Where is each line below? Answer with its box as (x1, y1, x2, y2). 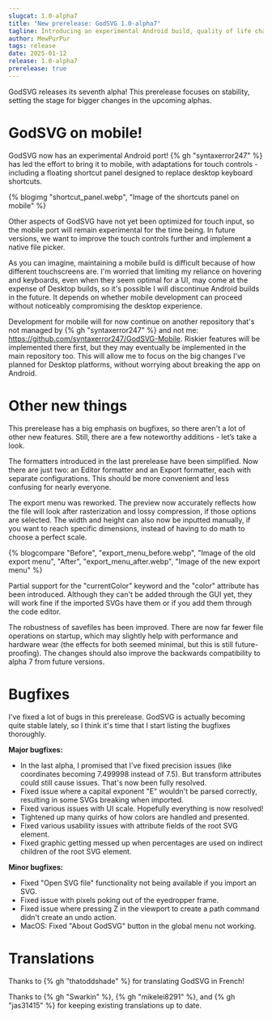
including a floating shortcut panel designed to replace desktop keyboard (8, 168, 253, 177)
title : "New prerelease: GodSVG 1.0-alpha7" (8, 19, 161, 28)
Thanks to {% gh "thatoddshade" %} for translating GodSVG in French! (8, 976, 245, 986)
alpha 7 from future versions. (8, 657, 105, 667)
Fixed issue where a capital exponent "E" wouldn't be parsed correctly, (19, 786, 257, 796)
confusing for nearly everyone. (8, 482, 112, 492)
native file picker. (8, 242, 66, 252)
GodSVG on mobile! (8, 123, 143, 142)
